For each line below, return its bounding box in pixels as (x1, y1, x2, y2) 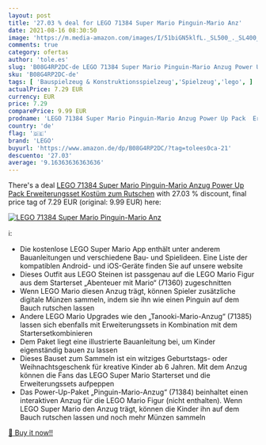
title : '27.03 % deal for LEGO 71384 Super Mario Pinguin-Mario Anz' (8, 19, 243, 27)
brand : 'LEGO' (8, 136, 55, 145)
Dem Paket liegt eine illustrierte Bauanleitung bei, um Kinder (19, 337, 216, 347)
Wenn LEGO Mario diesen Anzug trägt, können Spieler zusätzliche (19, 287, 236, 296)
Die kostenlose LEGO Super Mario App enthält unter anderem (19, 245, 220, 254)
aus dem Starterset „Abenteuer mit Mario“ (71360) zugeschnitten (19, 278, 232, 287)
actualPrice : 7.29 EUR (8, 85, 83, 93)
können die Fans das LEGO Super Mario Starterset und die (19, 371, 211, 380)
